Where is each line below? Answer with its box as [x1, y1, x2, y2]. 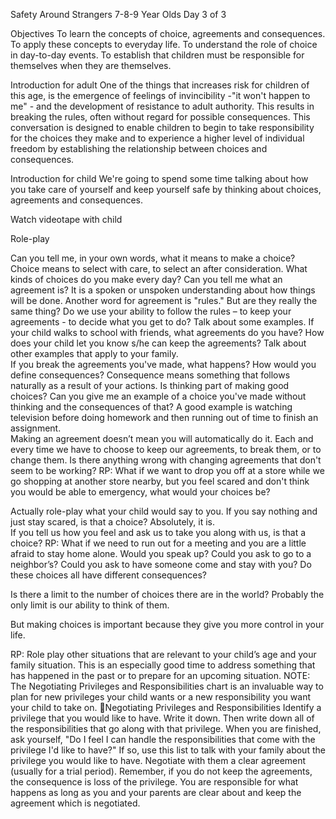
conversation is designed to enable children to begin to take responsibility [10, 122, 315, 133]
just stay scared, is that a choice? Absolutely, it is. [10, 516, 215, 528]
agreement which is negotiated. [10, 797, 141, 809]
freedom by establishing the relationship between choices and [10, 143, 268, 154]
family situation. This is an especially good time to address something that [10, 659, 316, 671]
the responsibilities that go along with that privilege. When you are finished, [10, 723, 322, 734]
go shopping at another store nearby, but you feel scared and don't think [10, 475, 310, 487]
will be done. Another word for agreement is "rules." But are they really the [10, 295, 318, 306]
